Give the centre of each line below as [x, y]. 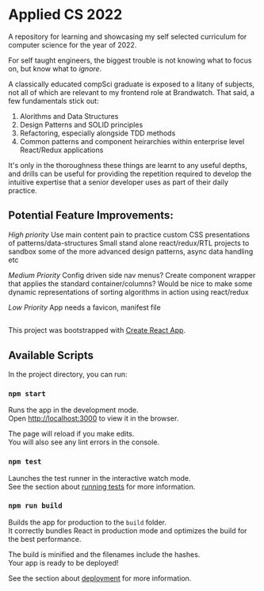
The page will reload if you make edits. [71, 434]
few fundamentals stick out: [54, 101]
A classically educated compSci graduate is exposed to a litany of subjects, [132, 84]
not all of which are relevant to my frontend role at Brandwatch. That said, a [132, 92]
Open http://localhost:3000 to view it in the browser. [94, 418]
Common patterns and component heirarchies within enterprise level [132, 141]
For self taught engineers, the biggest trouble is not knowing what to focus [130, 60]
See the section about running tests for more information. [102, 486]
